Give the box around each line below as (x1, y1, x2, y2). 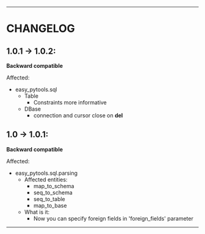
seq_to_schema (33, 189, 73, 196)
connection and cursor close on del (33, 112, 123, 119)
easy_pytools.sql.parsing (15, 169, 78, 177)
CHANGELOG (6, 22, 75, 35)
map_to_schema (33, 182, 74, 189)
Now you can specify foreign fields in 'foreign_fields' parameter (33, 214, 193, 222)
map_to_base (33, 202, 67, 209)
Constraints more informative (33, 99, 107, 106)
